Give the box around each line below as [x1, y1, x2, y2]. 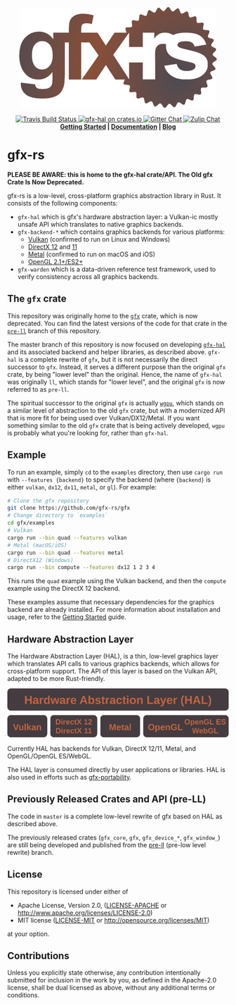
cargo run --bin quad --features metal [7, 549, 124, 556]
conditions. [7, 991, 40, 999]
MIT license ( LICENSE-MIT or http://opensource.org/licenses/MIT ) [17, 916, 210, 924]
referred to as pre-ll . [7, 385, 70, 394]
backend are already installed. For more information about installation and [7, 606, 221, 614]
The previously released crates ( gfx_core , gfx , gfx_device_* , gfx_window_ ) [7, 833, 221, 842]
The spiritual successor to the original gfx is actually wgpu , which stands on [7, 399, 224, 407]
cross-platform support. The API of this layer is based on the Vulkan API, [7, 667, 218, 675]
